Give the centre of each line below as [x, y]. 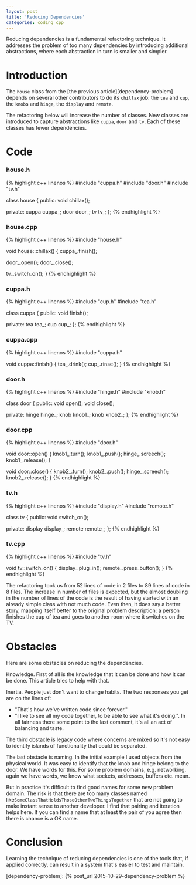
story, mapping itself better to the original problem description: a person [93, 610]
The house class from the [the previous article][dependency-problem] [90, 92]
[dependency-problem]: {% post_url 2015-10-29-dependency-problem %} [96, 876]
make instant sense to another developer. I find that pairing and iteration [93, 806]
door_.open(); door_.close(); [40, 262]
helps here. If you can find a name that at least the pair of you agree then [94, 812]
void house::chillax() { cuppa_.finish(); [52, 251]
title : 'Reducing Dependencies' [45, 17]
